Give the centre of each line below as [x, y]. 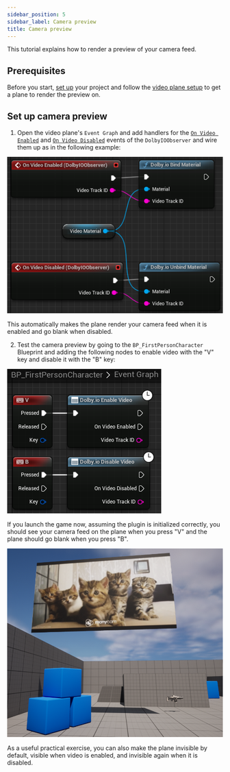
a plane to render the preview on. [54, 95]
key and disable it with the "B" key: [66, 359]
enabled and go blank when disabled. [60, 331]
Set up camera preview [57, 116]
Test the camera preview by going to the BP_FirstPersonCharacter [110, 345]
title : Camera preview [39, 29]
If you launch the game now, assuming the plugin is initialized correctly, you [114, 524]
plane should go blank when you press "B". [68, 539]
